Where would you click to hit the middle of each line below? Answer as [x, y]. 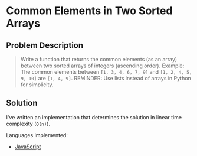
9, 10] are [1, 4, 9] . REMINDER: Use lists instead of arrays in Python [106, 78]
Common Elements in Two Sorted [89, 11]
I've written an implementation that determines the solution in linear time [94, 117]
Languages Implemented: [37, 135]
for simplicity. [37, 84]
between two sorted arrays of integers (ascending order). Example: [102, 66]
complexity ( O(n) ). [28, 123]
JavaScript [28, 147]
